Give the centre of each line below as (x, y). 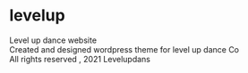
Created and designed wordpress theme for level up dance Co (124, 49)
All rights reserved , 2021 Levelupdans (80, 59)
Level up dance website (53, 40)
